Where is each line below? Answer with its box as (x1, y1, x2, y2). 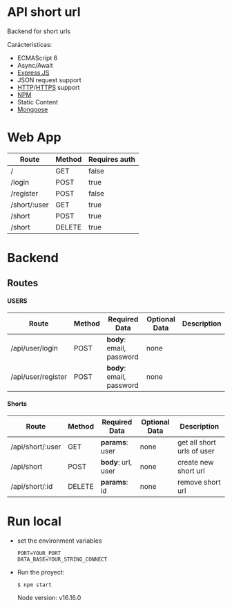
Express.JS (17, 68, 50, 77)
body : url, (100, 457, 133, 467)
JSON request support (17, 75, 81, 84)
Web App (7, 129, 61, 145)
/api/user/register (10, 371, 68, 381)
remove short (177, 477, 221, 487)
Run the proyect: (17, 568, 65, 576)
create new (177, 457, 214, 467)
